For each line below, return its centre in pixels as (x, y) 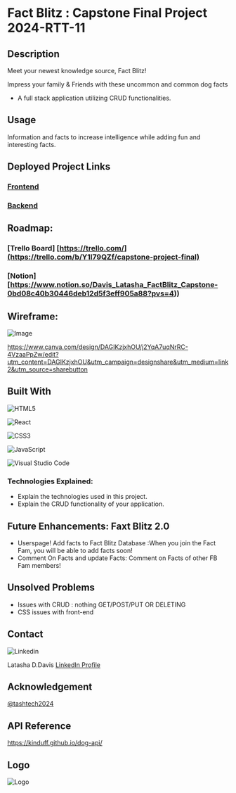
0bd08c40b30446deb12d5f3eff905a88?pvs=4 (91, 293)
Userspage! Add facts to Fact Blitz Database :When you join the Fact (117, 543)
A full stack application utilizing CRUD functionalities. (94, 98)
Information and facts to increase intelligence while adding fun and (104, 137)
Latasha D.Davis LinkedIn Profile (54, 665)
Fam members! (39, 566)
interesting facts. (32, 144)
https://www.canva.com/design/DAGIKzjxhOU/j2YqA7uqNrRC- (98, 347)
